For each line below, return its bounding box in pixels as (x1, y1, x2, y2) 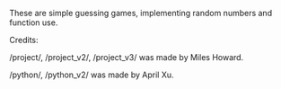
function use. (9, 17, 58, 28)
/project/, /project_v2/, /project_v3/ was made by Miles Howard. (9, 52, 244, 62)
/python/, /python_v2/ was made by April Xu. (9, 69, 174, 80)
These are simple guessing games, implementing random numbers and (9, 8, 272, 18)
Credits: (9, 35, 39, 45)
